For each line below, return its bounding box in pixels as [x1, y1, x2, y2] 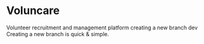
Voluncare [6, 4, 60, 18]
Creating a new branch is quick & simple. [6, 30, 109, 37]
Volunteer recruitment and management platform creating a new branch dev [6, 24, 198, 31]
